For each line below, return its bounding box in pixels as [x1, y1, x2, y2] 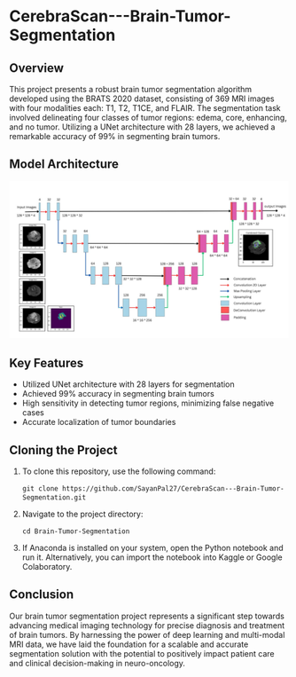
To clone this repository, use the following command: [21, 466, 216, 476]
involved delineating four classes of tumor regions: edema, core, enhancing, [9, 113, 288, 122]
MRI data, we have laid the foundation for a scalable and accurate [9, 639, 249, 649]
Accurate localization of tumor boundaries [21, 417, 176, 428]
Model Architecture [9, 157, 120, 172]
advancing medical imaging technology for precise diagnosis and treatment [9, 619, 285, 631]
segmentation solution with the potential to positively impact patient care [9, 648, 275, 658]
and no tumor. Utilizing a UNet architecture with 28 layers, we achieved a [9, 122, 276, 132]
